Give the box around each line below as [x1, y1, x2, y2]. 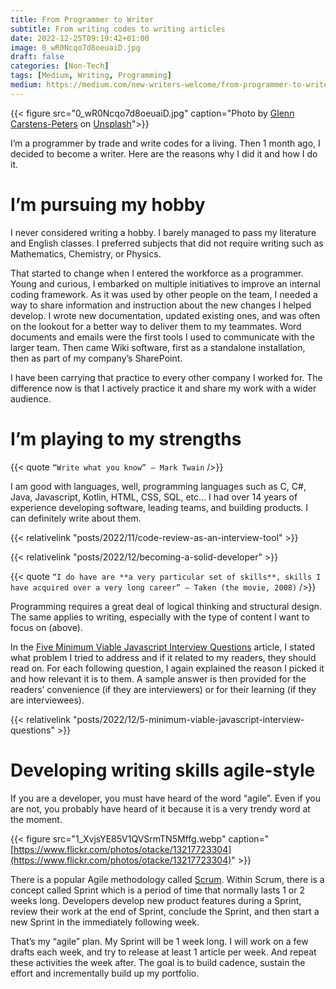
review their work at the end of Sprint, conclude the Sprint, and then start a [10, 905, 320, 917]
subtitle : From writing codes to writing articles [10, 24, 226, 34]
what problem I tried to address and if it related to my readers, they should [10, 651, 317, 663]
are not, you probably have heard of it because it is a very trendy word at [10, 802, 311, 815]
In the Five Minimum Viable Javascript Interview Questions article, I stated [10, 641, 316, 653]
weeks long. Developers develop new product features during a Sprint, [10, 894, 302, 906]
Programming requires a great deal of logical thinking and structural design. [10, 600, 322, 612]
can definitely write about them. [10, 512, 142, 524]
